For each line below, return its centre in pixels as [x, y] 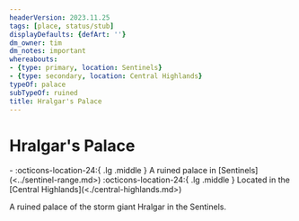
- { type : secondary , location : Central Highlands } [106, 76]
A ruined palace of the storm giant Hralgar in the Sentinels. [118, 207]
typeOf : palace [38, 84]
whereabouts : [34, 59]
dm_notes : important [48, 51]
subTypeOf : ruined [44, 93]
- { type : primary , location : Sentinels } [86, 68]
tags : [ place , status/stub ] [62, 26]
